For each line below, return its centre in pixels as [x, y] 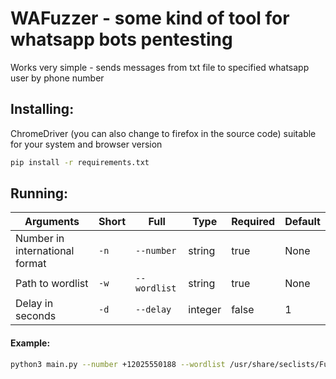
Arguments [52, 222]
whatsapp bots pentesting [121, 39]
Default [302, 222]
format [31, 264]
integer [205, 310]
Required [253, 222]
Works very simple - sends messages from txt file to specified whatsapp [160, 67]
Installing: [42, 109]
